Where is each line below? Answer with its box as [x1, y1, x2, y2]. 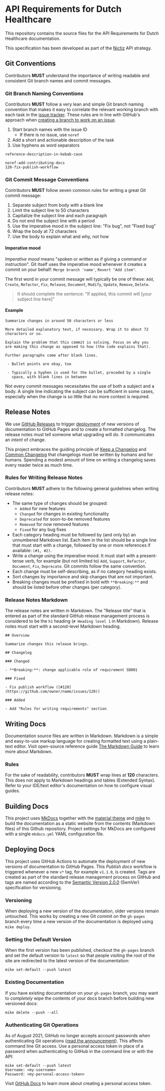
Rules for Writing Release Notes [5, 474, 83, 481]
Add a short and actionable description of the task [12, 137, 114, 143]
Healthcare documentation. [5, 36, 61, 41]
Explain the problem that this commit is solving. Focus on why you [5, 339, 149, 345]
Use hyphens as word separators [12, 142, 80, 149]
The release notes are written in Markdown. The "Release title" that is [5, 608, 146, 614]
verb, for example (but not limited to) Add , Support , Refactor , [25, 558, 146, 564]
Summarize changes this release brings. [5, 641, 90, 647]
